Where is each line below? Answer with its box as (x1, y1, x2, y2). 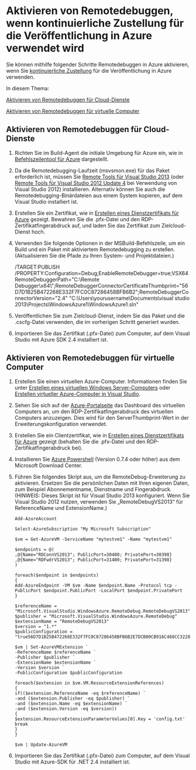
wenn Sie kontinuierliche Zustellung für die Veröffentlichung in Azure (6, 67, 172, 74)
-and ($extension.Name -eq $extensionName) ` (14, 700, 128, 707)
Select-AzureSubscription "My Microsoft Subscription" (14, 526, 152, 532)
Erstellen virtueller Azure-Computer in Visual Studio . (14, 390, 141, 397)
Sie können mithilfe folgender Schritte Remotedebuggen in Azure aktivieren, (6, 60, 190, 68)
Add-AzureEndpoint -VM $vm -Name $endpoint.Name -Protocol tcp (14, 582, 173, 588)
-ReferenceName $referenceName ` (14, 649, 97, 655)
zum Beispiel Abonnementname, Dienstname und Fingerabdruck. (14, 485, 172, 492)
